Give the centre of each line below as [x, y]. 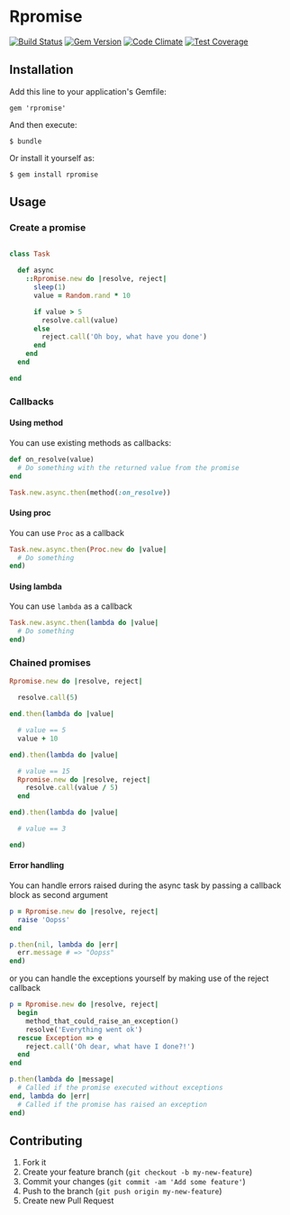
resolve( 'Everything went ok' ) [84, 1029]
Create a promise [48, 228]
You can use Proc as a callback [67, 532]
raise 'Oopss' [44, 920]
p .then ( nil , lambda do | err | [64, 944]
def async [36, 271]
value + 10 [38, 739]
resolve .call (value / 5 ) [72, 788]
